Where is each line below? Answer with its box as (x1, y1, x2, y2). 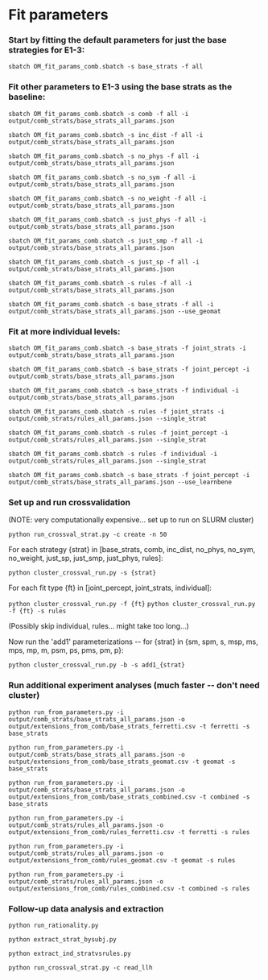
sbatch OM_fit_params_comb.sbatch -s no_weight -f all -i (8, 194, 207, 202)
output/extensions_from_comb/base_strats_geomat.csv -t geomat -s (8, 758, 236, 766)
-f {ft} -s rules (8, 607, 67, 616)
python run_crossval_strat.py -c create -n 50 (8, 530, 167, 539)
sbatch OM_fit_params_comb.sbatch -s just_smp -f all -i (8, 236, 204, 245)
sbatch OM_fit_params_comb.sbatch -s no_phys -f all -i (8, 152, 200, 160)
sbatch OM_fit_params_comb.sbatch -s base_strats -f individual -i (8, 387, 240, 395)
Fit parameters (8, 6, 109, 24)
